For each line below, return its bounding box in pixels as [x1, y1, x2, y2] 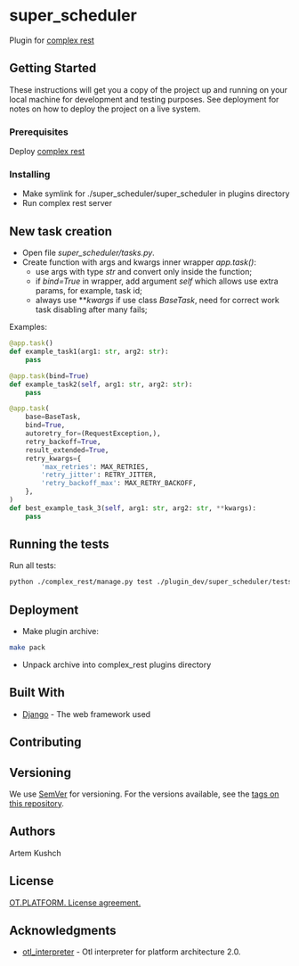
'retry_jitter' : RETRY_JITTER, [41, 470, 158, 480]
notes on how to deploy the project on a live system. [9, 103, 201, 114]
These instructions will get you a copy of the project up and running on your [9, 84, 287, 95]
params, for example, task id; [35, 285, 142, 296]
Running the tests [9, 537, 109, 552]
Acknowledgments [9, 923, 117, 938]
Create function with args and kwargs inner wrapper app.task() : [21, 257, 256, 268]
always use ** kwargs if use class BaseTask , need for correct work [35, 295, 280, 306]
